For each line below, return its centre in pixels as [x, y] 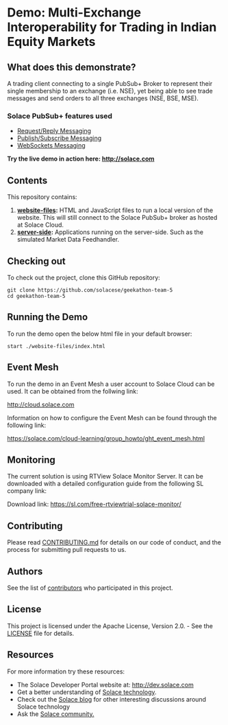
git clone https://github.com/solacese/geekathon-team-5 [90, 290]
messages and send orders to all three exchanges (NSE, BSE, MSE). [103, 98]
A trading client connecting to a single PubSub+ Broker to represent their [110, 83]
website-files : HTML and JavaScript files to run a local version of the [115, 210]
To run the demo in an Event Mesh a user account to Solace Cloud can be [111, 384]
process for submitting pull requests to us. [67, 550]
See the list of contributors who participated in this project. [90, 588]
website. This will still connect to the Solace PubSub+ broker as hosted [117, 218]
